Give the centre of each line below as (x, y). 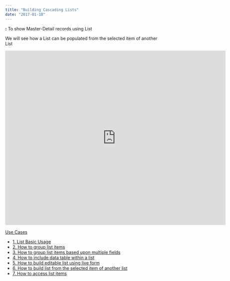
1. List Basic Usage (32, 242)
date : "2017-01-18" (25, 14)
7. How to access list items (40, 273)
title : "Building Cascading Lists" (42, 10)
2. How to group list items (39, 247)
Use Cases (16, 232)
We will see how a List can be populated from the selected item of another (81, 38)
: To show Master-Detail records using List (49, 28)
